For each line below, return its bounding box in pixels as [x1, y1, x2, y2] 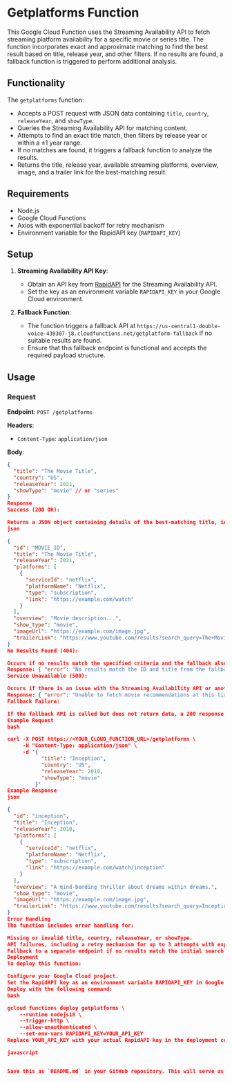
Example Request [7, 716, 54, 724]
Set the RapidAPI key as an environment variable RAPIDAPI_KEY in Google [7, 980, 224, 986]
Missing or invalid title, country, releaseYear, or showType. [7, 935, 193, 941]
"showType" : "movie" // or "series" [13, 487, 119, 494]
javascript [7, 1049, 39, 1056]
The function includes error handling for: [7, 922, 135, 929]
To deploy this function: [7, 960, 81, 967]
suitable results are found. [27, 336, 102, 345]
